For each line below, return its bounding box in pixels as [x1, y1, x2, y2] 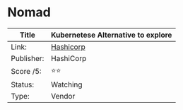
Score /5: [11, 67, 42, 77]
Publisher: [11, 53, 45, 63]
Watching [50, 79, 83, 89]
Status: [11, 79, 34, 89]
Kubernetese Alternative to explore [50, 30, 172, 40]
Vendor [50, 91, 76, 101]
